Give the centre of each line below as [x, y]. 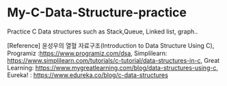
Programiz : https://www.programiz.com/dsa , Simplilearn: [87, 53]
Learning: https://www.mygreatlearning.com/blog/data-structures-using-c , [113, 68]
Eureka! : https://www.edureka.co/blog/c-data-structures [88, 75]
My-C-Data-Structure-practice [97, 13]
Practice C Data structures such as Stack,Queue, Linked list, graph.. [103, 31]
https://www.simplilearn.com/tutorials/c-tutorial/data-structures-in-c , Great [113, 60]
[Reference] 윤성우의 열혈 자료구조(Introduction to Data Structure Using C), [111, 45]
